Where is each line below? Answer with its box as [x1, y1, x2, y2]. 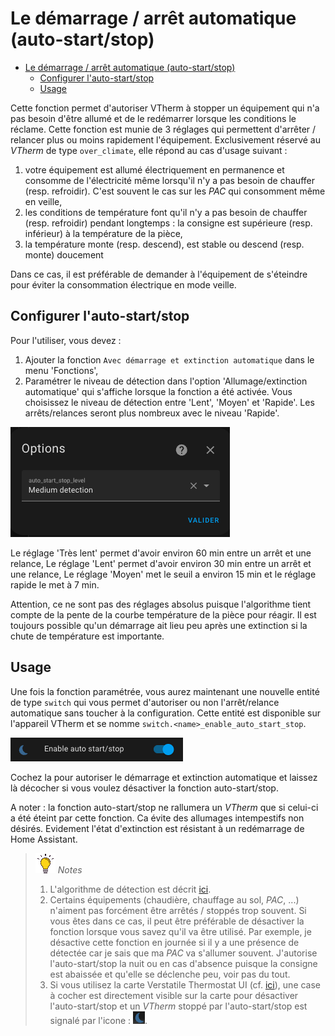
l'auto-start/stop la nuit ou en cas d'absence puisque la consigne [49, 957, 318, 969]
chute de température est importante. [10, 630, 165, 642]
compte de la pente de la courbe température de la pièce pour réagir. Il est [10, 608, 317, 621]
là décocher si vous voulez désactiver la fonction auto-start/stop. [10, 782, 279, 794]
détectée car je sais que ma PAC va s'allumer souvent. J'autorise [49, 947, 318, 959]
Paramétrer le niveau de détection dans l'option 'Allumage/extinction [24, 375, 308, 387]
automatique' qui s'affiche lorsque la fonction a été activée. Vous [24, 385, 293, 397]
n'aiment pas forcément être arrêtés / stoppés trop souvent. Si [49, 904, 307, 916]
